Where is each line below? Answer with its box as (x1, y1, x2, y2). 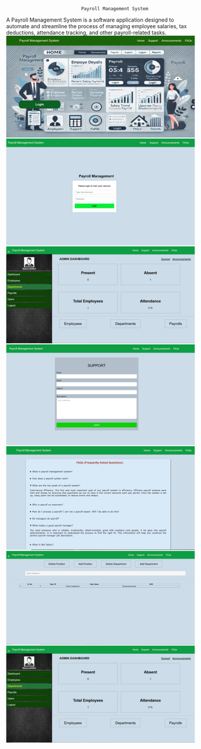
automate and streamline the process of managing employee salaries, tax (6, 23, 187, 29)
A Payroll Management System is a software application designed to (6, 16, 175, 23)
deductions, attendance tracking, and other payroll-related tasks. (6, 29, 167, 36)
